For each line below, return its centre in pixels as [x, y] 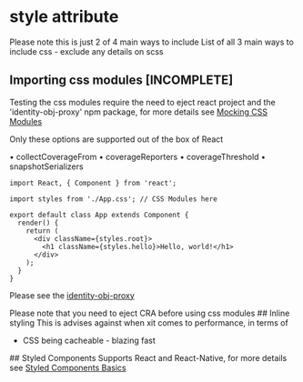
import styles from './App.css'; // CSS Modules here [114, 199]
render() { [38, 223]
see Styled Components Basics [68, 367]
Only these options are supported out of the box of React [116, 139]
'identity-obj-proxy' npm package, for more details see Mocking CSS [139, 112]
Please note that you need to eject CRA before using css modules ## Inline [150, 313]
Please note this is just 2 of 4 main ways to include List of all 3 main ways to [151, 42]
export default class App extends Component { [99, 215]
